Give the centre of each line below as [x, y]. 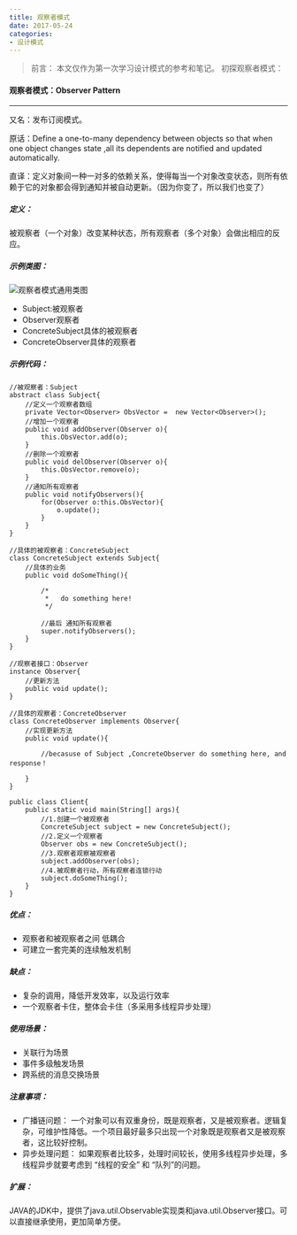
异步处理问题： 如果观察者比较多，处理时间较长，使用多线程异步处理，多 [155, 1154]
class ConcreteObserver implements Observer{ [94, 722]
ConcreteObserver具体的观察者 [79, 342]
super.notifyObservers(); [89, 632]
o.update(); [78, 510]
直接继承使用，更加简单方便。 [71, 1222]
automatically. [34, 158]
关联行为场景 [45, 1053]
